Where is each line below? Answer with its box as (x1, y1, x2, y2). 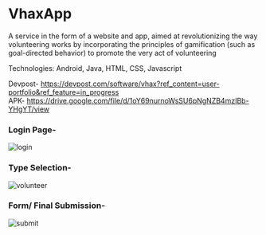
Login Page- (8, 124, 57, 135)
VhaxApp (8, 5, 72, 23)
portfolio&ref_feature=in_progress (8, 87, 119, 96)
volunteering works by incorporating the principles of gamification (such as (8, 39, 256, 49)
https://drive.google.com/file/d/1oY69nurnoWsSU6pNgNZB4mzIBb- (26, 96, 249, 105)
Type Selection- (8, 163, 72, 174)
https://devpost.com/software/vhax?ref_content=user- (40, 79, 221, 88)
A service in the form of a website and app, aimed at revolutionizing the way (8, 31, 258, 41)
